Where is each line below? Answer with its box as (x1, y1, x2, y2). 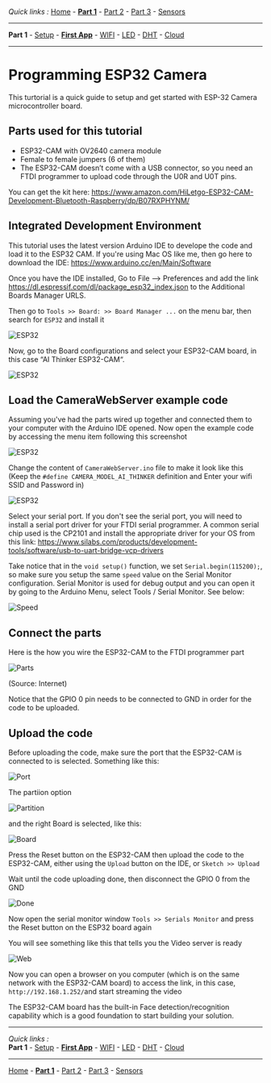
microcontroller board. (8, 101, 83, 110)
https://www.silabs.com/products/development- (37, 537, 198, 547)
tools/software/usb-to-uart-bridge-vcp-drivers (8, 546, 164, 556)
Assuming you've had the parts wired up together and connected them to (8, 414, 252, 424)
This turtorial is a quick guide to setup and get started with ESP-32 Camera (8, 92, 258, 102)
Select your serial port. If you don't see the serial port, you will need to (8, 511, 243, 521)
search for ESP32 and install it (8, 314, 105, 324)
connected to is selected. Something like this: (8, 756, 160, 765)
